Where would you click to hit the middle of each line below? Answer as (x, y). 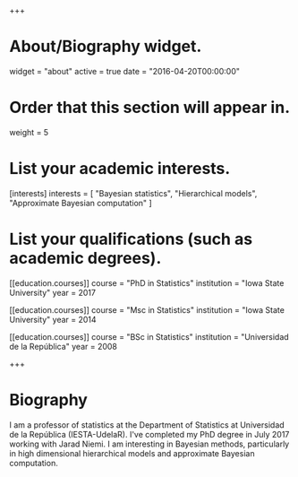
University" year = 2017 (53, 292)
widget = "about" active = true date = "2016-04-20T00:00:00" (124, 71)
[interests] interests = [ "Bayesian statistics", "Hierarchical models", (133, 193)
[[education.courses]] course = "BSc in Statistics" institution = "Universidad (149, 336)
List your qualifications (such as (131, 239)
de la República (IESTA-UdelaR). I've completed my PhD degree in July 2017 (149, 434)
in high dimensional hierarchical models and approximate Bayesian (132, 453)
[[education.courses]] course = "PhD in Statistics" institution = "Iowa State (147, 282)
